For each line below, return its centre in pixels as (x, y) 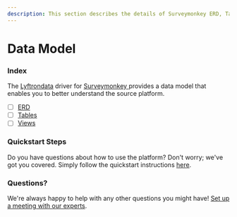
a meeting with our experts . (47, 206)
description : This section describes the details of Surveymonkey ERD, (115, 14)
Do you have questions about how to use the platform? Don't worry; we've (115, 157)
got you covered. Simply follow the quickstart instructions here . (99, 165)
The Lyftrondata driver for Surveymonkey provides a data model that (107, 86)
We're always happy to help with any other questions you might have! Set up (119, 198)
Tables (27, 115)
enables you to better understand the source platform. (86, 94)
